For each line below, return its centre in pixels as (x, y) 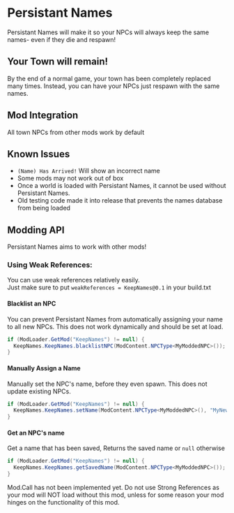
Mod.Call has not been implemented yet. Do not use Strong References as (113, 487)
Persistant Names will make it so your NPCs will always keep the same (108, 32)
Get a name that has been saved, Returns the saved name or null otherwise (116, 448)
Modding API (36, 230)
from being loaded (44, 208)
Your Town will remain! (58, 62)
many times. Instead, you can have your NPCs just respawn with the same (114, 86)
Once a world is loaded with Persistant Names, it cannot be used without (122, 186)
